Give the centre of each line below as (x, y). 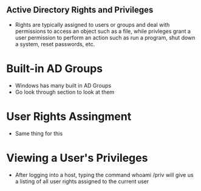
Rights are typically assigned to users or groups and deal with (92, 24)
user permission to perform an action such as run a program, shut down (105, 37)
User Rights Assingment (69, 116)
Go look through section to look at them (65, 92)
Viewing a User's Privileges (77, 158)
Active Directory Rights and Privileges (80, 10)
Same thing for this (39, 133)
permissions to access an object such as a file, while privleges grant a (103, 31)
